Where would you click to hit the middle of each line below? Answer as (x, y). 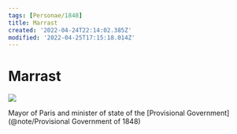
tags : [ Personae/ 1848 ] (45, 15)
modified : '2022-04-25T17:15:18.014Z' (72, 37)
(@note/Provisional (39, 121)
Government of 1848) (106, 121)
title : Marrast (33, 23)
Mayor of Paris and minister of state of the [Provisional (96, 113)
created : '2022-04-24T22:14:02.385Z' (70, 30)
